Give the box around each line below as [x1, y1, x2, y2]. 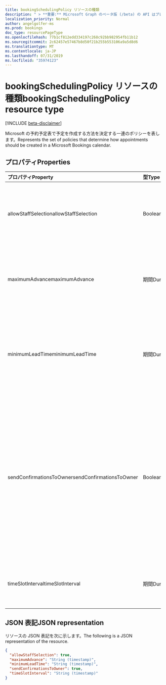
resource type [5, 104, 64, 115]
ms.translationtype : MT [5, 44, 54, 49]
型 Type [143, 174, 161, 181]
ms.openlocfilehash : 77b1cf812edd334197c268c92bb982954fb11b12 [5, 35, 138, 40]
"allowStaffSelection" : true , [9, 652, 72, 657]
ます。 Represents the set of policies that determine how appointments [5, 137, 148, 143]
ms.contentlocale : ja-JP [5, 49, 56, 53]
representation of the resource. [5, 638, 69, 644]
